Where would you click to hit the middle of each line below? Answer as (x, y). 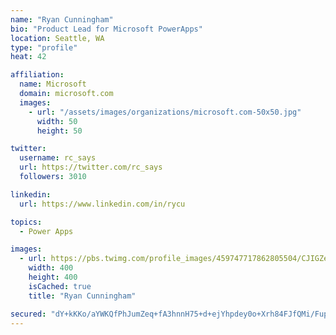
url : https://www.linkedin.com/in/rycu (102, 204)
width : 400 (51, 268)
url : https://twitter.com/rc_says (91, 167)
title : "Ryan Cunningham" (82, 296)
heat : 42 (28, 57)
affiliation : (37, 75)
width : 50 (57, 121)
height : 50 (59, 131)
